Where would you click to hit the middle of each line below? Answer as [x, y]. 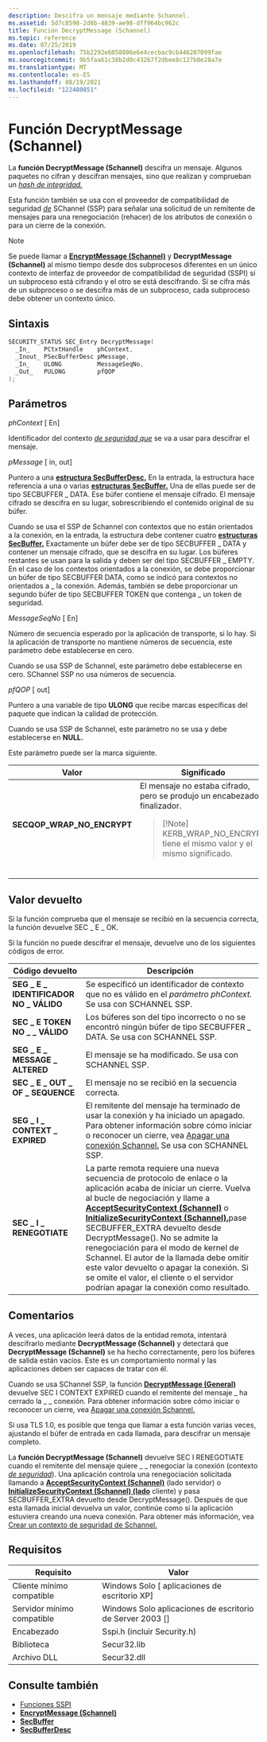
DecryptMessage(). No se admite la [152, 1238]
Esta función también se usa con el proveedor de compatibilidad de [119, 200]
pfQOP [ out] [29, 690]
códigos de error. [37, 951]
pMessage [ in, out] [41, 462]
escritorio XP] [128, 1596]
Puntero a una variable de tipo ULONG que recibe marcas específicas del [128, 706]
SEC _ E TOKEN [42, 1022]
